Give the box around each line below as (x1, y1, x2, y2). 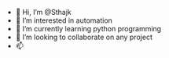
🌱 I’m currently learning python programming (15, 24, 162, 33)
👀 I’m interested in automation (15, 16, 112, 25)
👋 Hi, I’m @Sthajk (15, 8, 72, 16)
